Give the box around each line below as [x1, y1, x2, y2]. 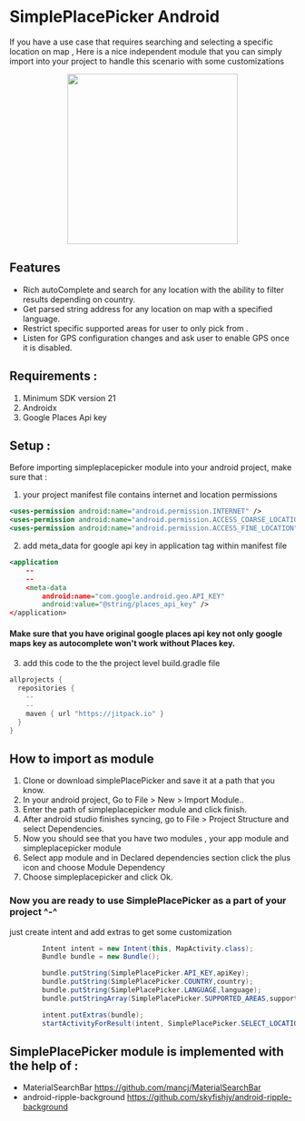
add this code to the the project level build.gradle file [22, 658, 221, 669]
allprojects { [9, 675, 64, 684]
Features [9, 261, 61, 276]
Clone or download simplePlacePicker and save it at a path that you [22, 775, 275, 786]
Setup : [9, 438, 52, 453]
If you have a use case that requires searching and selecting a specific [9, 36, 274, 47]
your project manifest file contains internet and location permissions [22, 489, 279, 500]
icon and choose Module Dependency [22, 862, 166, 873]
